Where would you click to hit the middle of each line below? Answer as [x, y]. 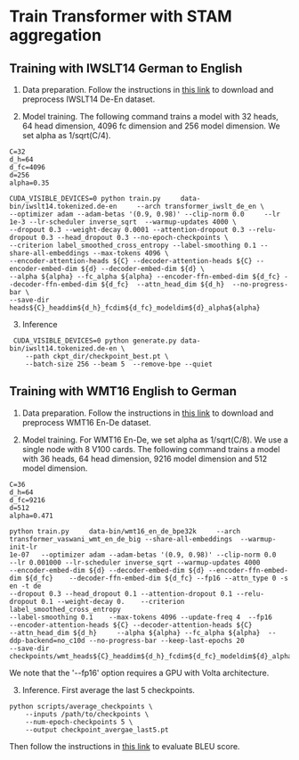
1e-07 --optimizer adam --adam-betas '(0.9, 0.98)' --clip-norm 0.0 [143, 555]
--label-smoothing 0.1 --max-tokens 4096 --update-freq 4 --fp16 [141, 617]
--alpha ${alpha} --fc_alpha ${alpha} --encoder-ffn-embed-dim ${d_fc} [145, 277]
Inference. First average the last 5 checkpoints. [109, 690]
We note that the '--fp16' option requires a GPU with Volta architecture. [139, 673]
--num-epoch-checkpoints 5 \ [79, 722]
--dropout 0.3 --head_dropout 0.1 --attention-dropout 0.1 [121, 594]
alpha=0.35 [29, 183]
